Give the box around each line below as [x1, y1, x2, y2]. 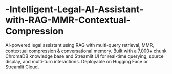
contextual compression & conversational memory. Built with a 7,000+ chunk [5, 47, 167, 54]
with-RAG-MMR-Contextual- [5, 14, 131, 26]
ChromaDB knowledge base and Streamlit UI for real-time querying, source [5, 53, 164, 59]
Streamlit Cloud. [5, 64, 39, 70]
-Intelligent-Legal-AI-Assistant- [5, 4, 144, 15]
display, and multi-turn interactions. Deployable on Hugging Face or [5, 58, 148, 64]
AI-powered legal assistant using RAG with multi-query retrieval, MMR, [5, 42, 155, 48]
